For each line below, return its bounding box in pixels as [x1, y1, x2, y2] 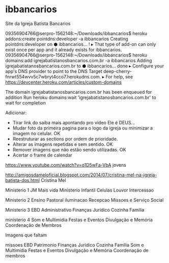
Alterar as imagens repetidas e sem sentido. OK [12, 141, 113, 147]
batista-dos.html [5, 177, 40, 183]
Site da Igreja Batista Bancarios [5, 20, 71, 27]
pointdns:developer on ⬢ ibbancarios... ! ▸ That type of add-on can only [5, 41, 156, 47]
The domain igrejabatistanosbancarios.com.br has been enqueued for [5, 89, 152, 95]
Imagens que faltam [5, 232, 47, 238]
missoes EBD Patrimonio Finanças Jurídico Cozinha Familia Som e [5, 242, 144, 248]
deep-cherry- [103, 68, 132, 74]
